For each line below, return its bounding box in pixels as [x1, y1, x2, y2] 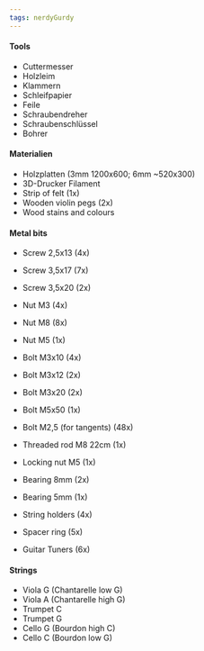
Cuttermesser [22, 60, 74, 72]
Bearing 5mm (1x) [22, 492, 88, 502]
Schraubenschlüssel [22, 118, 99, 129]
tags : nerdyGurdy [9, 13, 75, 23]
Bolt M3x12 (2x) [22, 370, 81, 381]
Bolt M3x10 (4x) [22, 352, 82, 363]
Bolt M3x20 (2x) [22, 387, 84, 398]
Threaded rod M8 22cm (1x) [22, 439, 127, 450]
